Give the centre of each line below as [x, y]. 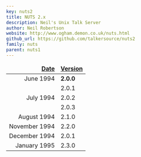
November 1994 [32, 126]
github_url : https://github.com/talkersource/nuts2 [70, 39]
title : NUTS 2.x [26, 17]
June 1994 [40, 78]
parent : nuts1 [23, 50]
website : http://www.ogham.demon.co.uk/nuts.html [68, 34]
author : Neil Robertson [35, 28]
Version [72, 68]
